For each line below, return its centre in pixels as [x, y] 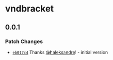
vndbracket [29, 9]
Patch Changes [24, 41]
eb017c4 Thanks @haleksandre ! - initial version [60, 52]
